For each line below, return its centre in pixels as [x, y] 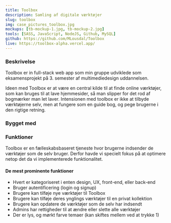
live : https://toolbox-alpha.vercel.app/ [50, 44]
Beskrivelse [20, 61]
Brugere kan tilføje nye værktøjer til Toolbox [59, 193]
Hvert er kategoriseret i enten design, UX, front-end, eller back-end [84, 182]
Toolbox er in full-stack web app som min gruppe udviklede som [73, 73]
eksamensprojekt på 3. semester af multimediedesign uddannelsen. [77, 78]
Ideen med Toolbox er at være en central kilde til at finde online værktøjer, [83, 88]
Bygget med [21, 123]
